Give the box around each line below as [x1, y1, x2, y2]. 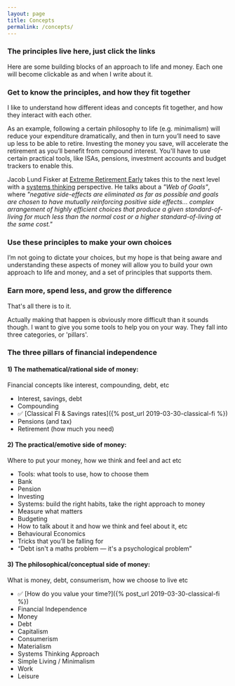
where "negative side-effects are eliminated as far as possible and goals [7, 190, 219, 199]
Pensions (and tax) [17, 417, 72, 425]
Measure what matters [17, 506, 83, 516]
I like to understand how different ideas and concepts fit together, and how [7, 103, 223, 112]
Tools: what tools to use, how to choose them [17, 469, 149, 478]
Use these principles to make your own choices [7, 237, 172, 247]
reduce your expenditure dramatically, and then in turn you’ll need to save [7, 131, 221, 140]
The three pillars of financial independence [7, 348, 158, 358]
